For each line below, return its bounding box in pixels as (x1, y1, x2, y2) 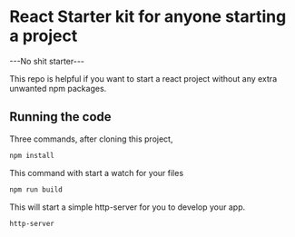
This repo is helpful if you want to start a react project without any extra (9, 73, 278, 84)
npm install (9, 151, 54, 160)
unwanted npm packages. (9, 83, 107, 94)
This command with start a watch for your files (9, 167, 184, 178)
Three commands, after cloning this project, (9, 133, 173, 144)
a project (9, 25, 78, 46)
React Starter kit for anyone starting (9, 6, 287, 27)
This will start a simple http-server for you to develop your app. (9, 202, 246, 212)
